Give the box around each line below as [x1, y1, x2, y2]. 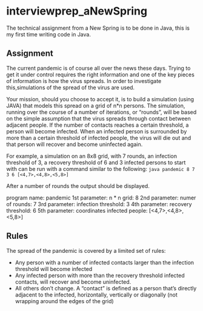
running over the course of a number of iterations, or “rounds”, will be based [6, 108, 197, 116]
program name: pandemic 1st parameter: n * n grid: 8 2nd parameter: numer [6, 194, 196, 201]
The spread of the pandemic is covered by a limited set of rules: [6, 247, 166, 254]
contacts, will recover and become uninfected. [15, 278, 131, 286]
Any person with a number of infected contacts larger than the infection [15, 259, 195, 266]
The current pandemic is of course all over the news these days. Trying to [6, 64, 191, 72]
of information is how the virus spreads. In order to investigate [6, 77, 162, 84]
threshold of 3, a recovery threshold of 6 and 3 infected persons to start [6, 159, 186, 166]
